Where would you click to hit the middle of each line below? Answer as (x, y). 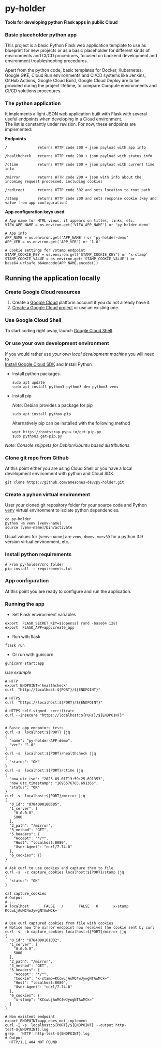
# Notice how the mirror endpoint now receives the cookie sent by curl (80, 928)
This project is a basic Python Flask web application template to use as (76, 45)
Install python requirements (38, 555)
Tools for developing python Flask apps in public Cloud (61, 22)
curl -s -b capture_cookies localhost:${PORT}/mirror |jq (66, 932)
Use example (18, 672)
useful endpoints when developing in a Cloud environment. (64, 119)
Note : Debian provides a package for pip (52, 405)
